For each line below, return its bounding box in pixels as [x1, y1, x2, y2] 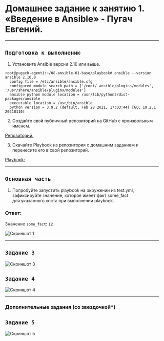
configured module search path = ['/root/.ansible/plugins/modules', [9, 83, 154, 88]
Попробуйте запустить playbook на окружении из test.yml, [12, 187, 134, 193]
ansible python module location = [9, 92, 80, 97]
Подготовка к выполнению [5, 49, 81, 56]
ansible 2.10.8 [5, 74, 36, 80]
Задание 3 [5, 249, 35, 256]
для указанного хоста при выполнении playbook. [12, 197, 115, 203]
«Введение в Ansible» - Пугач [5, 13, 133, 24]
